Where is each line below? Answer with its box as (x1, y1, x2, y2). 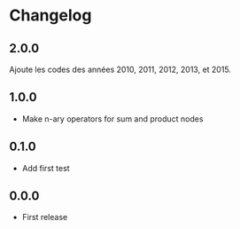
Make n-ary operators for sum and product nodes (21, 113, 204, 124)
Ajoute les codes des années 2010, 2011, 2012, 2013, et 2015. (9, 64, 232, 75)
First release (21, 212, 68, 223)
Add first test (21, 162, 70, 173)
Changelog (9, 5, 92, 26)
